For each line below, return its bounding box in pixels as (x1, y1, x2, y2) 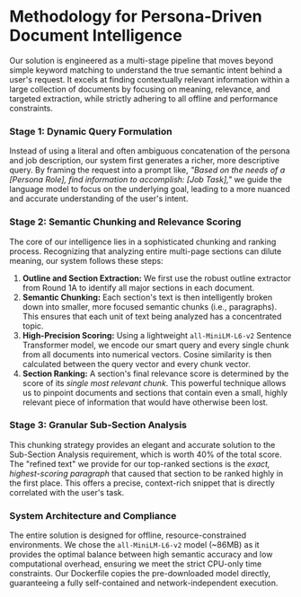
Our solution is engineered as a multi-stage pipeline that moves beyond (9, 55, 274, 66)
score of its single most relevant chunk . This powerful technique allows (22, 377, 287, 388)
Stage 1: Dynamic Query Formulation (9, 125, 173, 137)
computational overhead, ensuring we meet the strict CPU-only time (9, 558, 262, 569)
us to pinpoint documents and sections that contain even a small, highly (22, 387, 288, 398)
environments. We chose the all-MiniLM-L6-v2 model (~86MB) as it (9, 540, 260, 550)
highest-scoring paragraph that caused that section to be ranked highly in (9, 468, 284, 478)
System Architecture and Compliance (9, 509, 177, 522)
